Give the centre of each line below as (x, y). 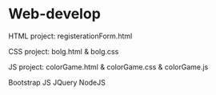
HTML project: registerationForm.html (70, 36)
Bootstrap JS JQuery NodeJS (57, 82)
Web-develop (55, 14)
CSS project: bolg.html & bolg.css (64, 51)
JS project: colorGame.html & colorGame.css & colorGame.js (108, 67)
